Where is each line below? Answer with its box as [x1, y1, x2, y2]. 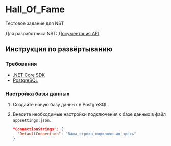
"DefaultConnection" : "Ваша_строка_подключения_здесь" [17, 131, 137, 136]
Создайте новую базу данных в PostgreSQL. [12, 101, 109, 107]
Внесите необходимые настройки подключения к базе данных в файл [12, 111, 166, 118]
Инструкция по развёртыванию [5, 45, 113, 54]
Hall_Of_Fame [5, 4, 65, 15]
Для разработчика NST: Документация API [5, 30, 100, 36]
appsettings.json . [12, 116, 51, 123]
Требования [5, 60, 37, 67]
